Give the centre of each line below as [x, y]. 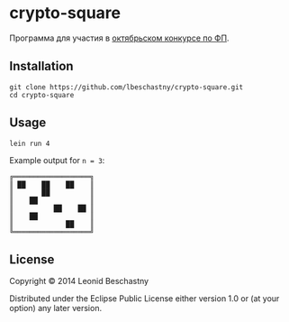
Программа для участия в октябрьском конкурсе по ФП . [119, 38]
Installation [41, 66]
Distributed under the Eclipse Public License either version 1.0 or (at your [144, 299]
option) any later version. [55, 308]
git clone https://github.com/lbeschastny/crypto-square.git [126, 87]
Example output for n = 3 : [57, 160]
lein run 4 [30, 143]
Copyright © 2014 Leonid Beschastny [79, 281]
